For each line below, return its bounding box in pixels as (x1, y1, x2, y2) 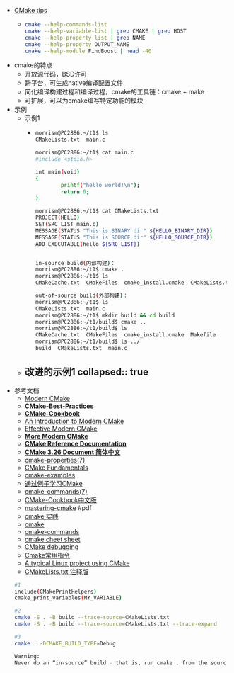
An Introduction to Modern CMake (24, 417, 124, 425)
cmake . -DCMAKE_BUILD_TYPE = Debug (13, 640, 116, 647)
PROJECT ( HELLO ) (35, 214, 80, 222)
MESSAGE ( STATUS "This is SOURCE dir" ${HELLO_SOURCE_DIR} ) (35, 234, 213, 241)
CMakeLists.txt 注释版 (24, 567, 89, 576)
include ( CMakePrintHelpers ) (13, 588, 97, 595)
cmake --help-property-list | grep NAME (24, 34, 146, 41)
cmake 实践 (24, 511, 59, 520)
